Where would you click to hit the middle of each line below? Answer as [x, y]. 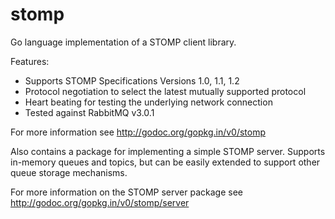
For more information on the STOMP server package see [126, 192]
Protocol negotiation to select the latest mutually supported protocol [165, 91]
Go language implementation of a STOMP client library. [123, 42]
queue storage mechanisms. [69, 172]
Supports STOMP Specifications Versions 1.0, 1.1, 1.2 [132, 80]
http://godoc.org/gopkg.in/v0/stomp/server [100, 202]
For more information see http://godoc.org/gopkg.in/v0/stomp [138, 132]
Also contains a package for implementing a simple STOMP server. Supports [168, 151]
